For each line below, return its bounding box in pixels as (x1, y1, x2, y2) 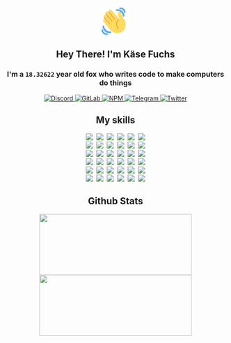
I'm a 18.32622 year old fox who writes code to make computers (6, 70, 225, 79)
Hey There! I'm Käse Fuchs (56, 49, 175, 61)
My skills (95, 114, 136, 126)
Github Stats (88, 195, 143, 207)
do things (99, 78, 132, 88)
